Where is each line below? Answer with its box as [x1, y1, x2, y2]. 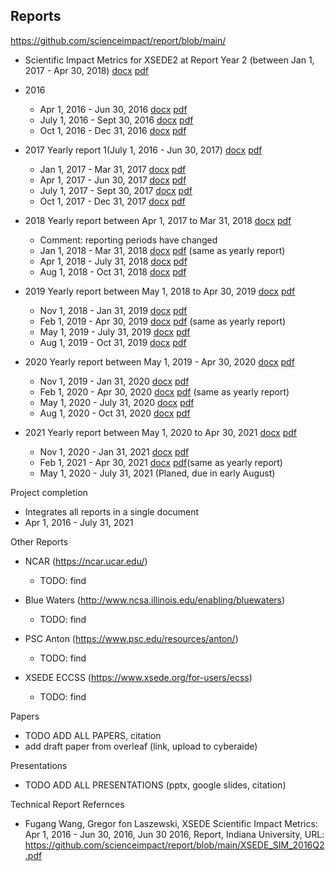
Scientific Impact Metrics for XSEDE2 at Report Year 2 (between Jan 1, [24, 54, 315, 66]
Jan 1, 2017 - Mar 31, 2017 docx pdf [39, 163, 187, 175]
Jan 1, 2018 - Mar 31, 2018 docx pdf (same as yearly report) [39, 244, 286, 256]
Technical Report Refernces [10, 798, 125, 810]
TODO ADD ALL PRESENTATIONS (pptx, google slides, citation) [24, 779, 287, 791]
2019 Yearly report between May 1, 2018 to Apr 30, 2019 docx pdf [24, 285, 296, 297]
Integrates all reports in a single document [24, 505, 200, 518]
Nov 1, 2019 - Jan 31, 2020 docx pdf [39, 375, 190, 387]
